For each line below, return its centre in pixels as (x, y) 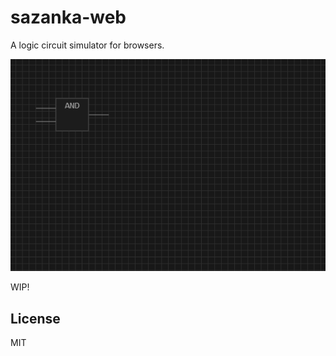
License (35, 318)
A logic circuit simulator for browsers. (87, 45)
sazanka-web (68, 17)
